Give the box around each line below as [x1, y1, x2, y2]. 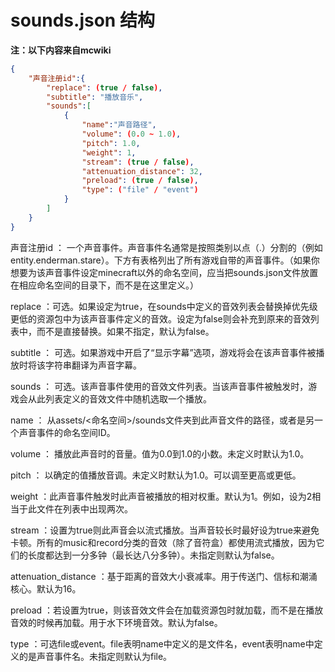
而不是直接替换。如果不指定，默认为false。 [36, 325, 215, 337]
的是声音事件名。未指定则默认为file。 [18, 650, 173, 662]
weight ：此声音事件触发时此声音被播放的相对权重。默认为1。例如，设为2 [10, 490, 313, 502]
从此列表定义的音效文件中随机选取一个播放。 [27, 392, 212, 405]
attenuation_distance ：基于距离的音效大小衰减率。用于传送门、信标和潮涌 [10, 570, 318, 582]
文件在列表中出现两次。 [36, 502, 133, 515]
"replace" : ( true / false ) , [46, 82, 163, 93]
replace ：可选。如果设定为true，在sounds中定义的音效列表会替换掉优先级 [10, 300, 318, 312]
